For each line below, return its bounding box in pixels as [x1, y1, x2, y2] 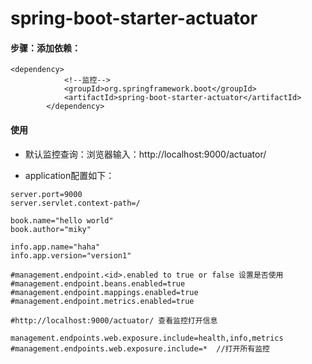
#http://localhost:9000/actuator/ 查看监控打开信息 [10, 315, 218, 326]
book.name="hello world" [10, 215, 114, 226]
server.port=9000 [10, 189, 83, 199]
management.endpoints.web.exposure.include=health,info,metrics [10, 333, 284, 343]
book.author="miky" [10, 224, 92, 234]
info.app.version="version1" [10, 250, 132, 261]
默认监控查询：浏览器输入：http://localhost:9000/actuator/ [24, 148, 267, 160]
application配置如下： [24, 169, 115, 181]
